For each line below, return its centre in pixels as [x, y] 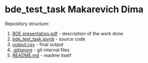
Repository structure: [27, 24]
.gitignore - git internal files [41, 50]
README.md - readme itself [42, 55]
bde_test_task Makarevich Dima [74, 9]
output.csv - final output [38, 44]
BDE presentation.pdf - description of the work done [68, 33]
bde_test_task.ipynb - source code [49, 39]
